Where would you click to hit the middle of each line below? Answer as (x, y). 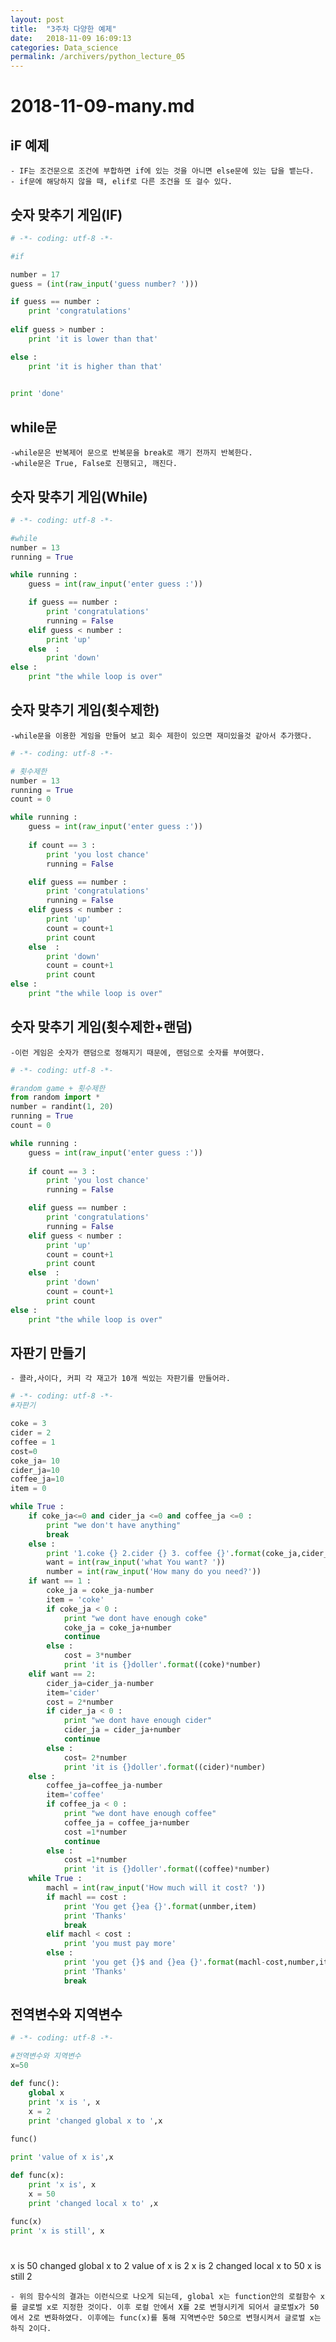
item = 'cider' (73, 1692)
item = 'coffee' (75, 1795)
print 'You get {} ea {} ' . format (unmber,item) (160, 1906)
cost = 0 (24, 1451)
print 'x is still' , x (57, 2231)
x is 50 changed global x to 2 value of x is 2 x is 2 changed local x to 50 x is (166, 2266)
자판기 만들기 (48, 1352)
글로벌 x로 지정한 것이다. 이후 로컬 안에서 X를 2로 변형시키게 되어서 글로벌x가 (163, 2307)
